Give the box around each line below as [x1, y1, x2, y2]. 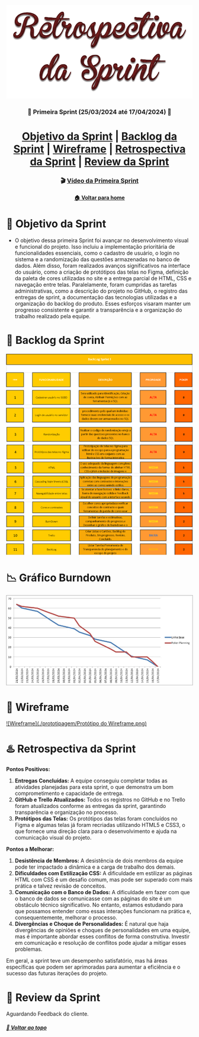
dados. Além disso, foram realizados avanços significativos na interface [14, 262, 191, 269]
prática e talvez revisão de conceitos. [14, 882, 107, 889]
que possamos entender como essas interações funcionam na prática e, [14, 908, 191, 915]
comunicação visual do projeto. [14, 834, 92, 841]
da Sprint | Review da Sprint [30, 155, 169, 168]
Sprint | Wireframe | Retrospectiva [13, 142, 186, 156]
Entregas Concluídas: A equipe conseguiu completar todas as [14, 777, 168, 784]
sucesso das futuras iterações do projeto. [6, 970, 108, 977]
